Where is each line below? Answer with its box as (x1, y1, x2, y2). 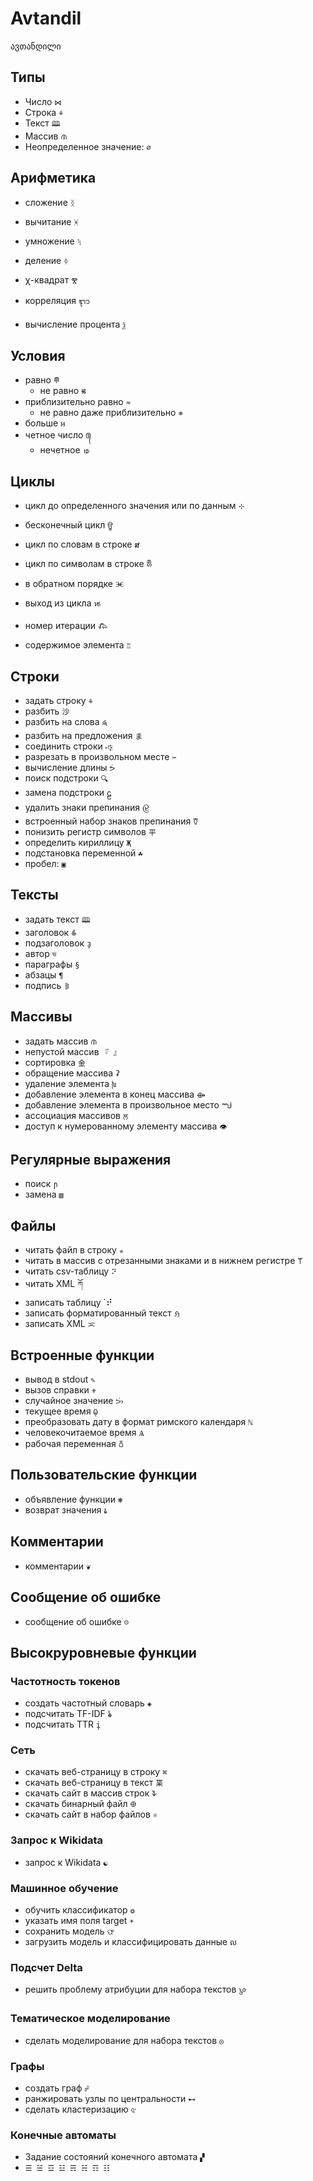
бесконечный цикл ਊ (24, 519, 113, 531)
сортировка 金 (24, 1056, 86, 1068)
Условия (10, 347, 66, 364)
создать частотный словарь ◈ (24, 1697, 152, 1709)
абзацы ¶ (24, 968, 64, 981)
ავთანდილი (10, 40, 62, 52)
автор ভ (24, 947, 57, 959)
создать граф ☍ (24, 2082, 90, 2094)
